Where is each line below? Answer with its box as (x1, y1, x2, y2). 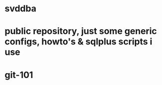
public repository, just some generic (4, 26, 157, 37)
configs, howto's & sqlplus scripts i (4, 36, 153, 47)
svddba (4, 3, 37, 14)
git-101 (4, 69, 33, 81)
